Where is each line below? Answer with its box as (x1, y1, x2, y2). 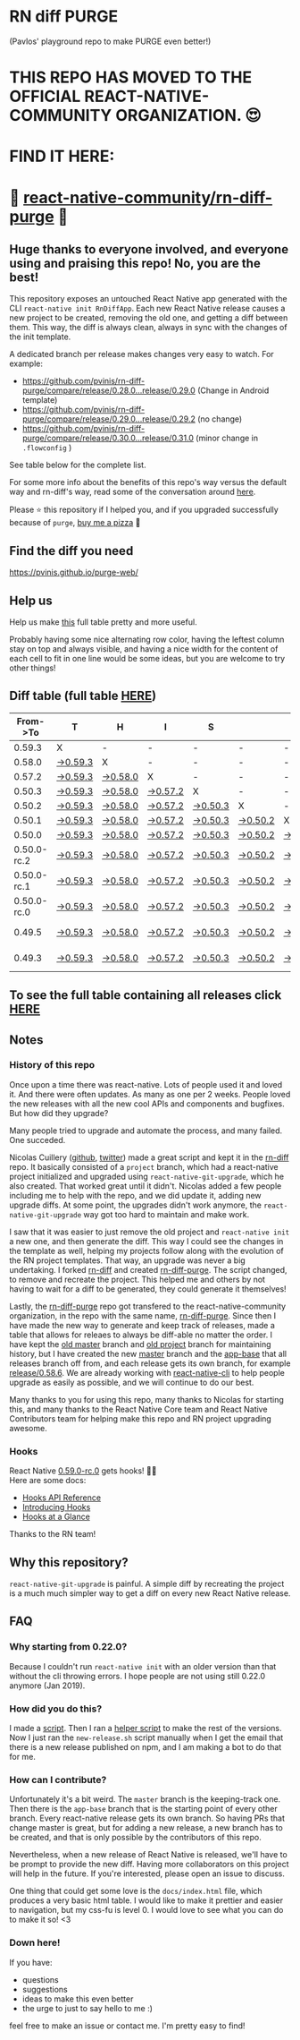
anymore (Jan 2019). (9, 1680, 86, 1691)
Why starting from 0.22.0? (9, 1641, 128, 1653)
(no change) (197, 414, 243, 424)
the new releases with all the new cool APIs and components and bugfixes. (9, 1098, 286, 1109)
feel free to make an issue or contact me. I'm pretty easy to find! (9, 2020, 246, 2031)
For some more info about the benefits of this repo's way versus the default (9, 477, 287, 488)
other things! (9, 662, 56, 673)
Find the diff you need (9, 543, 134, 559)
